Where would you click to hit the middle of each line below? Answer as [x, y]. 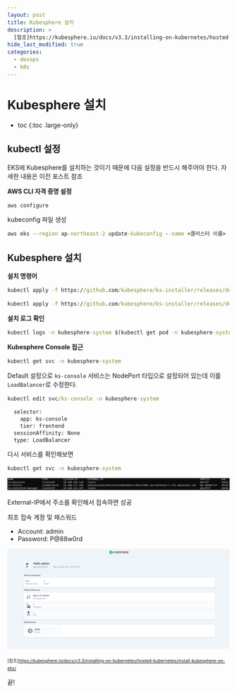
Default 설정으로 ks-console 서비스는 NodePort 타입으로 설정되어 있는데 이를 [114, 375]
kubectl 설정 [34, 149]
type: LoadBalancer [42, 440]
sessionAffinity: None [47, 433]
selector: [28, 412]
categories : [25, 52]
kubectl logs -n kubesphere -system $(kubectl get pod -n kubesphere [110, 332]
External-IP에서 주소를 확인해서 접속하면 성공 [70, 502]
